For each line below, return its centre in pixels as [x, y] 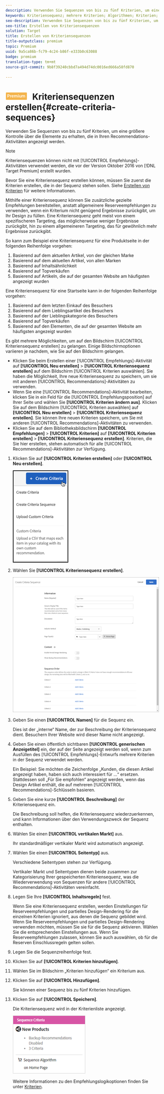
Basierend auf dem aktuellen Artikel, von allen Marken [67, 261]
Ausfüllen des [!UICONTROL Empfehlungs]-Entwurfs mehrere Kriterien [83, 755]
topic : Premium [21, 46]
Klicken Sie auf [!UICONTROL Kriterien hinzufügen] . [66, 962]
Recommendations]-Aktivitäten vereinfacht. [56, 887]
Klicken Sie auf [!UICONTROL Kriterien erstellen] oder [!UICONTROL [82, 459]
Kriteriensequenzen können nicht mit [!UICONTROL [57, 161]
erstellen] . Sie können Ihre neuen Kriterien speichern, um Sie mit [78, 418]
